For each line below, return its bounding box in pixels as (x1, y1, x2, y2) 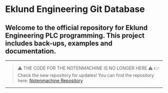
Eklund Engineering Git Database (5, 3, 145, 15)
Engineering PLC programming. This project (5, 31, 145, 39)
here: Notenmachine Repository (17, 77, 83, 83)
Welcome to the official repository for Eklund (5, 23, 148, 32)
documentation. (5, 46, 56, 55)
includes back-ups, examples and (5, 39, 112, 47)
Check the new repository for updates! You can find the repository (17, 72, 154, 78)
